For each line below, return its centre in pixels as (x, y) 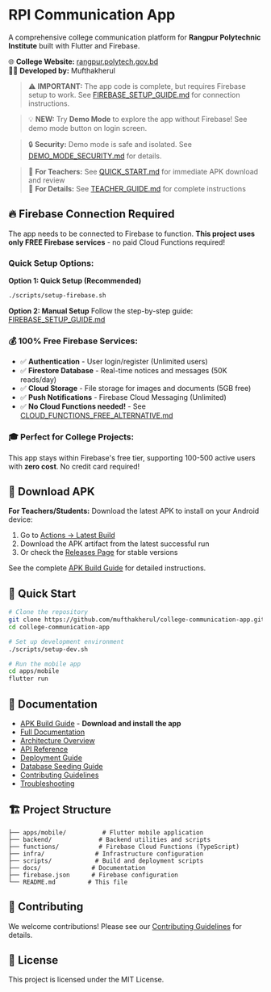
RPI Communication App (92, 15)
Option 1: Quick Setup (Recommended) (75, 281)
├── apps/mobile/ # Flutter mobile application (106, 832)
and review (46, 180)
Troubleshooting (47, 783)
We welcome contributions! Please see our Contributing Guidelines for (125, 926)
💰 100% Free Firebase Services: (73, 341)
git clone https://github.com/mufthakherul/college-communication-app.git (137, 620)
